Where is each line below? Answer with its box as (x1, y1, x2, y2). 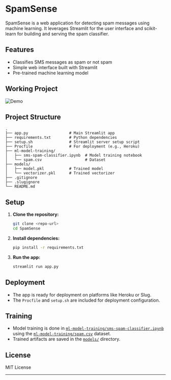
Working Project (5, 84, 58, 93)
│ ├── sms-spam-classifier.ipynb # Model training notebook (5, 153, 142, 158)
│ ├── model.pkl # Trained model (5, 166, 103, 171)
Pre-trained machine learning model (12, 70, 89, 76)
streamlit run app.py (12, 264, 59, 269)
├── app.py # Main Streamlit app (5, 131, 115, 136)
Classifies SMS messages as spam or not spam (12, 59, 112, 65)
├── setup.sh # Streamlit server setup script (5, 139, 140, 145)
